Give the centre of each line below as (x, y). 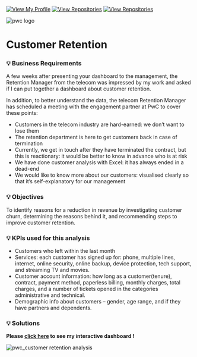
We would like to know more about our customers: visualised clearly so (101, 175)
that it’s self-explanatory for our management (70, 181)
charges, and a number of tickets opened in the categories (86, 289)
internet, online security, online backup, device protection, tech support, (103, 264)
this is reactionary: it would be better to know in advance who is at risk (101, 156)
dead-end (27, 169)
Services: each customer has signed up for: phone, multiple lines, (95, 257)
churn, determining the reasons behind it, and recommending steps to (92, 216)
